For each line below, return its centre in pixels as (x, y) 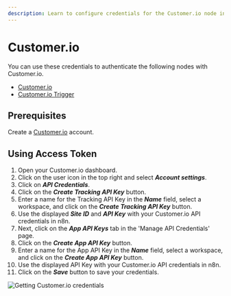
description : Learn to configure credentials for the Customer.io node (112, 13)
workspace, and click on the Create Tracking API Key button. (105, 207)
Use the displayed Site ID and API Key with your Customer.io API (109, 214)
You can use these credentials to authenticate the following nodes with (108, 66)
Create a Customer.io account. (51, 132)
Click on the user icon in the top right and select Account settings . (112, 177)
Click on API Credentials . (54, 185)
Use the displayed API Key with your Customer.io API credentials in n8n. (119, 265)
